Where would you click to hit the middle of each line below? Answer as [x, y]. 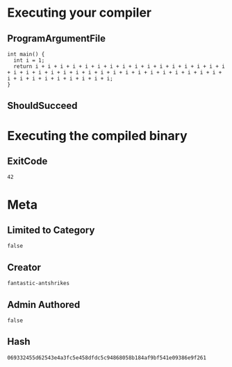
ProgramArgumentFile [57, 39]
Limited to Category [51, 230]
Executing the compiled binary [97, 136]
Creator [24, 267]
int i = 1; [29, 60]
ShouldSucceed [42, 106]
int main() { [26, 54]
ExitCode [27, 161]
